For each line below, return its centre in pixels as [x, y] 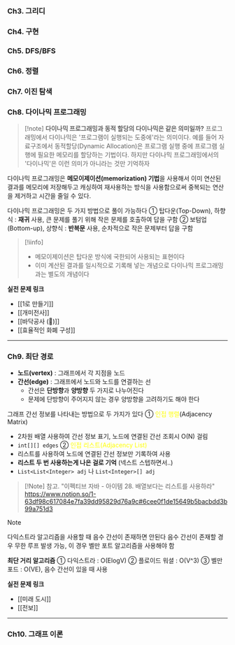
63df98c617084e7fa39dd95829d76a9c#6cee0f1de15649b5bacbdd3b [126, 502]
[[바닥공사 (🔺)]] [38, 321]
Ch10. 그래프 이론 [35, 635]
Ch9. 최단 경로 [30, 356]
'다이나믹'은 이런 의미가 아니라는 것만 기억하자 [87, 163]
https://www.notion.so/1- [60, 494]
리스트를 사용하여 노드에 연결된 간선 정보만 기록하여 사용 [94, 454]
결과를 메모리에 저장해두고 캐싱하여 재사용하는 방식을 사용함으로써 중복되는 [109, 187]
